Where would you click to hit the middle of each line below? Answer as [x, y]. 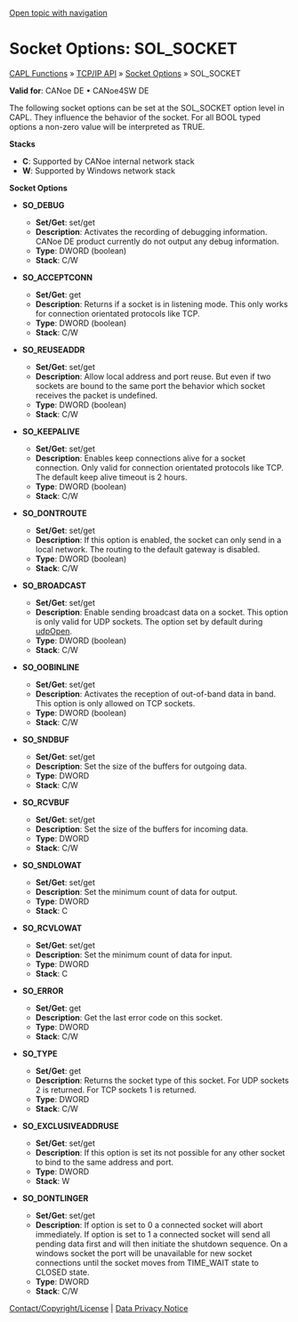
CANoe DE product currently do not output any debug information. [157, 241]
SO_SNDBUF [45, 739]
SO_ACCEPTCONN [57, 277]
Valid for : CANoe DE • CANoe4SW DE [79, 90]
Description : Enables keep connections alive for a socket [141, 458]
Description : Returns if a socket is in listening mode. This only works [161, 304]
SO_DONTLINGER [55, 1198]
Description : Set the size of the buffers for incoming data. [142, 829]
